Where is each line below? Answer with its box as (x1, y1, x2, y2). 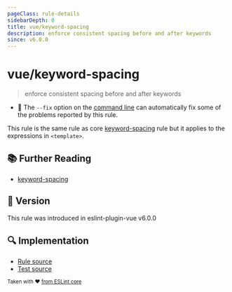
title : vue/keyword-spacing (7, 23, 90, 30)
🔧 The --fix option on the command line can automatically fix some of (17, 103, 221, 112)
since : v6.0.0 (7, 36, 49, 43)
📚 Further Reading (7, 153, 92, 165)
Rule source (17, 257, 53, 265)
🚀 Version (7, 195, 50, 207)
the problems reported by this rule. (17, 111, 118, 119)
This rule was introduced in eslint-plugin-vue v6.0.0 (7, 214, 156, 222)
